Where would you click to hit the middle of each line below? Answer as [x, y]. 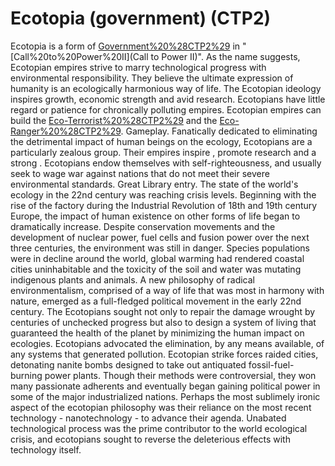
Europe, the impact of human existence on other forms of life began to [155, 216]
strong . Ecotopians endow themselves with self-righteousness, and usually [166, 163]
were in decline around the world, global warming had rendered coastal [157, 258]
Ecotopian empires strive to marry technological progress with [138, 67]
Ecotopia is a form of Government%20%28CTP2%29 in [125, 46]
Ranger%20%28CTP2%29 [66, 131]
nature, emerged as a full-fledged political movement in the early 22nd [156, 301]
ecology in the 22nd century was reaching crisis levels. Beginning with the [163, 194]
